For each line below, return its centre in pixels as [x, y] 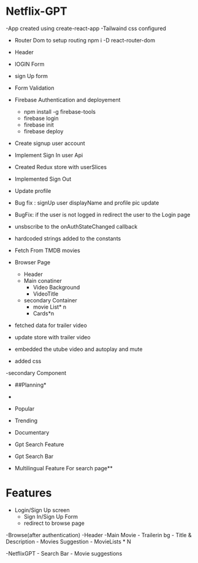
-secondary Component [36, 372]
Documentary [32, 432]
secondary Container [51, 300]
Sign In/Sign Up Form [51, 516]
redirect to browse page [54, 523]
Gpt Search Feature [39, 444]
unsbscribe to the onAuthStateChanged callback [76, 226]
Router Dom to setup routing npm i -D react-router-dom [85, 40]
